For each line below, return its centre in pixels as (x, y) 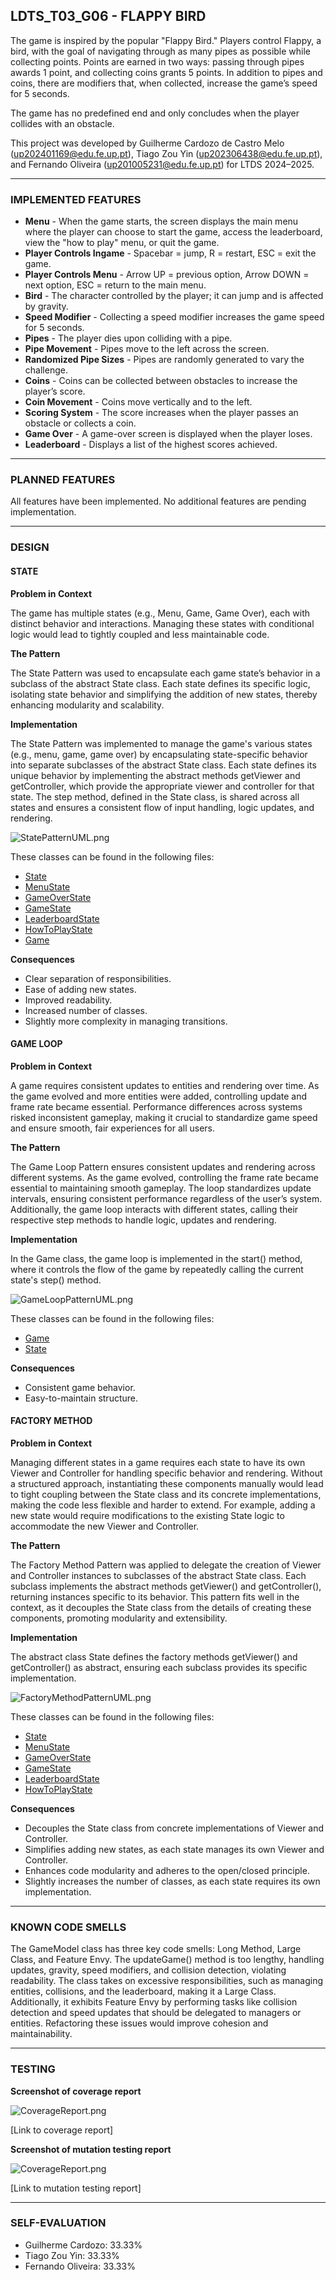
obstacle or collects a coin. (80, 423)
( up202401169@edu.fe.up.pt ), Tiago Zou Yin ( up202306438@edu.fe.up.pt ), (166, 153)
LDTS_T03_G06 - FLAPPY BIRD (108, 16)
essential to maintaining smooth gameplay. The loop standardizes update (161, 1188)
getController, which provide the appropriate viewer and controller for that (162, 786)
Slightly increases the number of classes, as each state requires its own (172, 1881)
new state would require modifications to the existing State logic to (147, 1515)
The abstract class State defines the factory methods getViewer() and (154, 1656)
